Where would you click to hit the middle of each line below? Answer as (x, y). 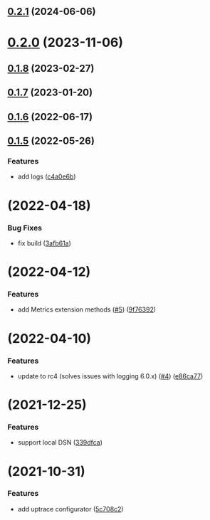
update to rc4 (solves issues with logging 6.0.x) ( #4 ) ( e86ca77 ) (110, 376)
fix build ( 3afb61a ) (44, 243)
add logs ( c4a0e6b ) (47, 176)
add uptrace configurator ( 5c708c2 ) (70, 509)
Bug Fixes (25, 228)
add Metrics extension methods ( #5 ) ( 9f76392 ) (87, 309)
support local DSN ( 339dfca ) (60, 442)
